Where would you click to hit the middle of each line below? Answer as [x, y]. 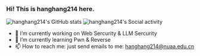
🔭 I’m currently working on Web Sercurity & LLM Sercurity [86, 33]
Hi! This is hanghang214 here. [50, 9]
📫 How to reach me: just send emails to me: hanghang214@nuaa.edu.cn [104, 46]
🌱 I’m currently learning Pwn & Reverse [63, 40]
